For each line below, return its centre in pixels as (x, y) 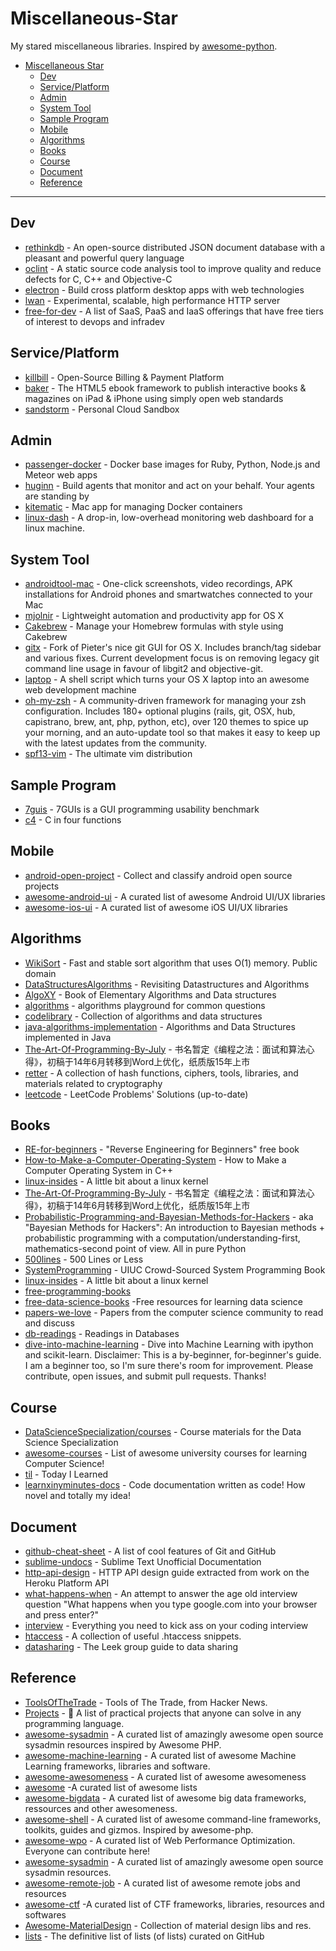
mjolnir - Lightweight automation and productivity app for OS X (154, 616)
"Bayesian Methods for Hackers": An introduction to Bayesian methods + (175, 1228)
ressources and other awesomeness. (101, 1808)
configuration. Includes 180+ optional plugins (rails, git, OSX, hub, (160, 711)
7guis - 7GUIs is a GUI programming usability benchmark (142, 809)
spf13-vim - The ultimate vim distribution (108, 754)
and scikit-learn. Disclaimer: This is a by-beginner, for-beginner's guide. (173, 1355)
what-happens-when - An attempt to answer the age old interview (161, 1594)
